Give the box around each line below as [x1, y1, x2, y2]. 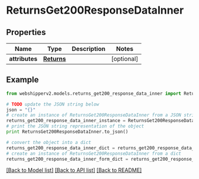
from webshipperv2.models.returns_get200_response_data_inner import [6, 90, 182, 97]
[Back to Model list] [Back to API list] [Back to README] [6, 167, 142, 174]
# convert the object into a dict [6, 139, 92, 145]
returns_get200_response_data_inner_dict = [6, 145, 115, 151]
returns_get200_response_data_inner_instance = [6, 118, 126, 124]
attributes [9, 55, 37, 63]
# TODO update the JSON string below [6, 101, 99, 107]
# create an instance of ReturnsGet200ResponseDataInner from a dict [6, 151, 182, 156]
